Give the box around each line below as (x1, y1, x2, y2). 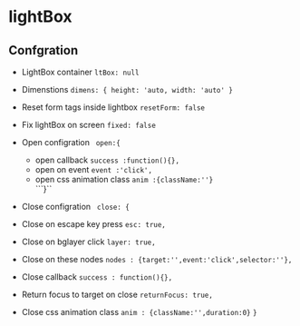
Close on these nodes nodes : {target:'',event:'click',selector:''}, (21, 254, 293, 264)
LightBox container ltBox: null (21, 66, 140, 77)
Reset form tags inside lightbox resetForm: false (21, 102, 206, 113)
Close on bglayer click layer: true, (21, 236, 156, 247)
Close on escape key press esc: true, (21, 219, 167, 229)
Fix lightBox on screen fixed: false (21, 120, 156, 130)
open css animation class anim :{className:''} (34, 174, 214, 184)
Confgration (8, 43, 79, 58)
